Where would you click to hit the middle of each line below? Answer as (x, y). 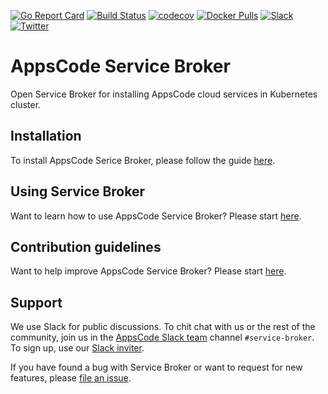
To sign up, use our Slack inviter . (77, 348)
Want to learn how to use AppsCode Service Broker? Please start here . (156, 216)
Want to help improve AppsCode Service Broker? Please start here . (148, 271)
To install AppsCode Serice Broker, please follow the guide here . (143, 160)
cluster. (26, 104)
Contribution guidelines (86, 246)
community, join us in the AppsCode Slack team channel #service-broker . (162, 337)
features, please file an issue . (71, 378)
